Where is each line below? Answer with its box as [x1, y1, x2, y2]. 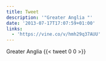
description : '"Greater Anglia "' [6, 14, 93, 21]
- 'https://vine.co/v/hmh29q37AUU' [11, 31, 101, 37]
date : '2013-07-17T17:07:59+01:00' [6, 20, 96, 26]
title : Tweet [6, 8, 39, 15]
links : [6, 25, 23, 32]
